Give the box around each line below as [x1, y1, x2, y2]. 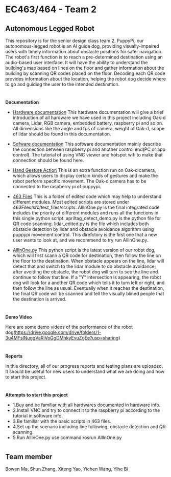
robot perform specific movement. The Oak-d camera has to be [12, 178, 146, 184]
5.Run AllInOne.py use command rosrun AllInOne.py [12, 434, 122, 441]
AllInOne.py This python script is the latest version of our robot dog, [12, 247, 156, 253]
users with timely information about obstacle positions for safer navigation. [5, 49, 163, 54]
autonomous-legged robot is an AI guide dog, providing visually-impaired [5, 43, 159, 49]
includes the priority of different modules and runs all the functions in [12, 210, 159, 216]
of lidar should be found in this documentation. [12, 131, 111, 137]
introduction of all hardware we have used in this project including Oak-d [12, 114, 166, 121]
